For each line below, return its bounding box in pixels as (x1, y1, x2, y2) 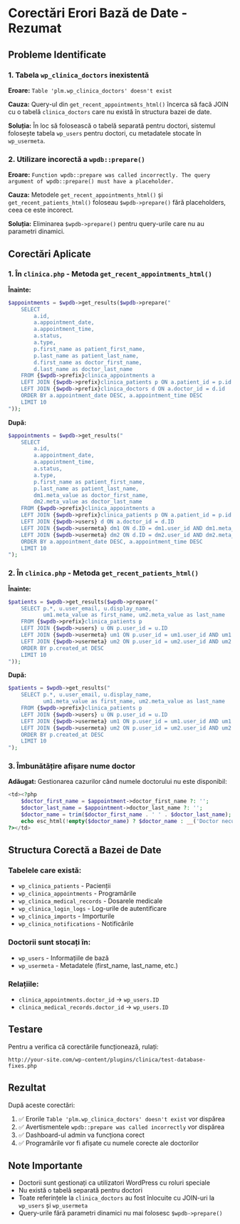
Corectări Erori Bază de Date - (8, 5, 188, 21)
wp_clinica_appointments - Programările (18, 889, 137, 898)
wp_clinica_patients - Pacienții (18, 882, 111, 890)
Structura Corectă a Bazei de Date (8, 844, 162, 857)
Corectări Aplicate (8, 248, 91, 260)
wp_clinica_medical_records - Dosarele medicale (18, 897, 163, 905)
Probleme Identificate (8, 49, 106, 61)
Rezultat (8, 1082, 46, 1094)
